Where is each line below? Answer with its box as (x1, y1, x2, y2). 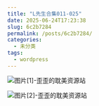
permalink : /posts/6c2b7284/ (7, 29, 93, 37)
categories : (7, 37, 42, 44)
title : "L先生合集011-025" (7, 10, 82, 18)
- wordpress (13, 56, 49, 63)
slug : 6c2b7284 (7, 23, 52, 30)
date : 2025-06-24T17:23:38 (7, 17, 86, 24)
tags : (7, 50, 23, 57)
